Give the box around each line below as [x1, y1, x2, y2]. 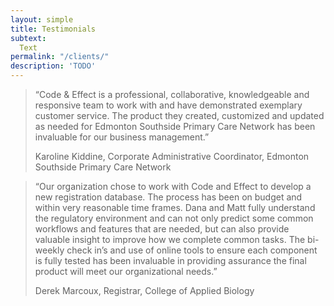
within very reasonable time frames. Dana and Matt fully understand [34, 202, 316, 213]
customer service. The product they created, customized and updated [34, 110, 325, 121]
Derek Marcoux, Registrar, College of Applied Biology [34, 285, 255, 296]
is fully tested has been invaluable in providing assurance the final [34, 255, 307, 266]
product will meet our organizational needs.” [34, 266, 218, 277]
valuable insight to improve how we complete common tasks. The [34, 234, 306, 245]
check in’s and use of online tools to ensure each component [66, 244, 318, 256]
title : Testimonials [10, 24, 97, 34]
